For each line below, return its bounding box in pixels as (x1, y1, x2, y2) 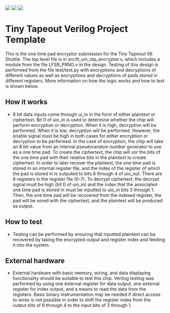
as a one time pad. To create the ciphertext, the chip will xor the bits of (12, 149, 161, 155)
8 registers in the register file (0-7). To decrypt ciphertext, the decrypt (12, 176, 159, 182)
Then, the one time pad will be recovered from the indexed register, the (12, 192, 162, 198)
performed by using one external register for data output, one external (12, 281, 160, 287)
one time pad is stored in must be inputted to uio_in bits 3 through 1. (12, 187, 155, 193)
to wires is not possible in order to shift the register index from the (12, 297, 151, 303)
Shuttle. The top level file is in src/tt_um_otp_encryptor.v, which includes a (5, 56, 160, 62)
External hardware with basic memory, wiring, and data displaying (12, 270, 151, 276)
